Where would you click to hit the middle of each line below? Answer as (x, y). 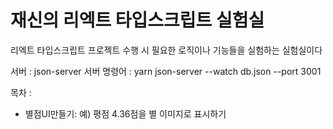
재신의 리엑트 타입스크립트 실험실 (137, 20)
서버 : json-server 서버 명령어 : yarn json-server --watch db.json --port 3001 (166, 71)
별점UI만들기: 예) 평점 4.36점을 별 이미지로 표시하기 (125, 113)
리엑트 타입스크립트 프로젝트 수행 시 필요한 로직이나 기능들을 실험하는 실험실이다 (166, 50)
